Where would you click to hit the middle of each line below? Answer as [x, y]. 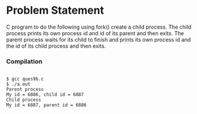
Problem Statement [55, 10]
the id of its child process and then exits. [56, 46]
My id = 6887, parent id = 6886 [46, 105]
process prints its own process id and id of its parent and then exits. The [95, 33]
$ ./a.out [19, 84]
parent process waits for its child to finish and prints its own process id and [98, 39]
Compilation [24, 61]
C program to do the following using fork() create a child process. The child [99, 27]
